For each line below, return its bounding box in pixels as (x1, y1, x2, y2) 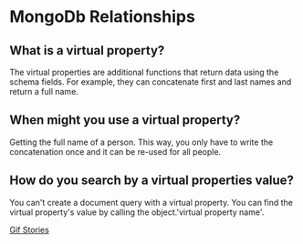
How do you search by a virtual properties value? (9, 173, 295, 188)
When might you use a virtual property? (9, 112, 241, 128)
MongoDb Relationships (9, 6, 196, 27)
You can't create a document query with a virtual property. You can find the (9, 197, 294, 208)
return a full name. (9, 86, 79, 97)
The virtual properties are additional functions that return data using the (9, 66, 279, 77)
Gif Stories (9, 224, 50, 235)
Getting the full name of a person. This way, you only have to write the (9, 137, 274, 147)
